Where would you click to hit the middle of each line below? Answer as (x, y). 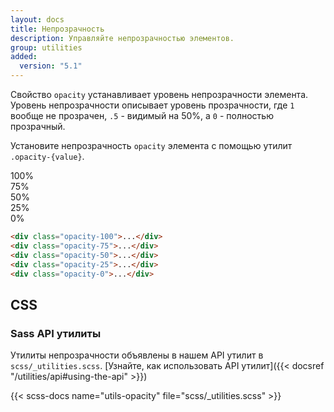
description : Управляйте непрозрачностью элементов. (122, 38)
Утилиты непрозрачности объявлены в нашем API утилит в (137, 355)
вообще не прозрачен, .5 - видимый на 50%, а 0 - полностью (142, 115)
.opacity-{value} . (47, 156)
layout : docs (37, 19)
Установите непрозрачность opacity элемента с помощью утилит (151, 145)
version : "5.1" (51, 66)
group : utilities (46, 47)
